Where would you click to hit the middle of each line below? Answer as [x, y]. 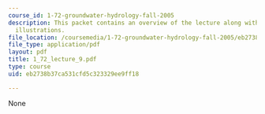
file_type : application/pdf [54, 45]
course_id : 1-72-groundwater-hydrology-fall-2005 [91, 15]
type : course [30, 67]
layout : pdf [28, 52]
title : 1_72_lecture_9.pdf [52, 60]
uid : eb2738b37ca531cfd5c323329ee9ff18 [74, 74]
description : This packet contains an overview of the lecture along [125, 23]
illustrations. [40, 30]
